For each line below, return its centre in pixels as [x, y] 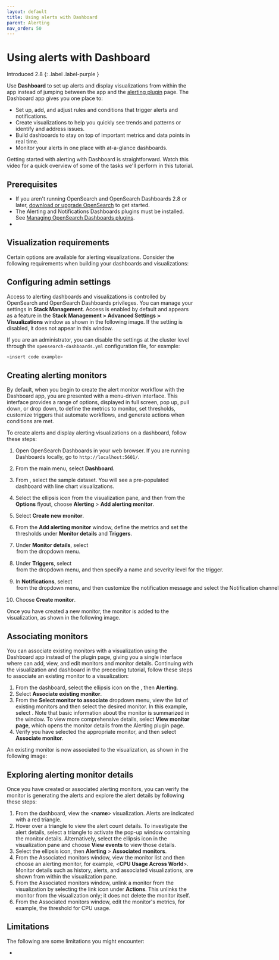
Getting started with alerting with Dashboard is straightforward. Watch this [98, 160]
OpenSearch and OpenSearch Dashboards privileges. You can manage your [100, 303]
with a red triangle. [38, 820]
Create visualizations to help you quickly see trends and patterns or [98, 123]
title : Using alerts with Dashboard [52, 17]
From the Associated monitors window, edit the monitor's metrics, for [100, 902]
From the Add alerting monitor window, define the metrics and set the [101, 527]
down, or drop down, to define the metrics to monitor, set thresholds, [91, 409]
